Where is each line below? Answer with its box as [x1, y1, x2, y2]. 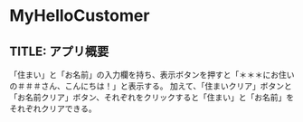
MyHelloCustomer [9, 5, 150, 26]
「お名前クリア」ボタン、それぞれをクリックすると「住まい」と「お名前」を [9, 92, 295, 102]
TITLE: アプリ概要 [9, 43, 109, 59]
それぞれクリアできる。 [9, 103, 97, 114]
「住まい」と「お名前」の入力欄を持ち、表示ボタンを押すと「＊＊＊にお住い [9, 70, 295, 80]
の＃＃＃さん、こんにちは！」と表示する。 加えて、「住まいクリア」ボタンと [9, 80, 292, 91]
